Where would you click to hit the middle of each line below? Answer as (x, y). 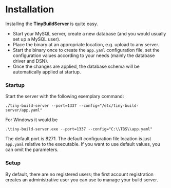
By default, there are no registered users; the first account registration (80, 174)
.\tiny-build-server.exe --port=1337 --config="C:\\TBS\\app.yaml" (79, 129)
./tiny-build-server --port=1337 (41, 106)
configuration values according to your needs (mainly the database (84, 55)
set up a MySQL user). (36, 39)
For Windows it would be (32, 120)
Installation (30, 10)
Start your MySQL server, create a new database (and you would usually (89, 33)
